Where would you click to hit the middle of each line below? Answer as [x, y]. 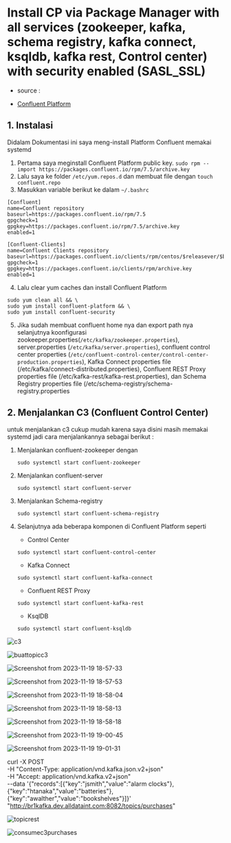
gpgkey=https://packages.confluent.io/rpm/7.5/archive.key [93, 226]
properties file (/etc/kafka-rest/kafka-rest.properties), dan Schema [112, 376]
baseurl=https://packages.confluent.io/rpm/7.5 [77, 214]
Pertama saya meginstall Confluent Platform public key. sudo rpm [109, 163]
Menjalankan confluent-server [60, 475]
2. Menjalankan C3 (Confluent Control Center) [108, 413]
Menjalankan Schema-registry [60, 501]
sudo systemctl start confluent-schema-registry [88, 513]
